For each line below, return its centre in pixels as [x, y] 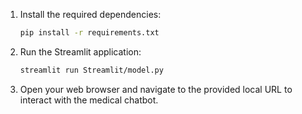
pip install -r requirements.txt [89, 33]
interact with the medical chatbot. [89, 100]
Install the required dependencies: [90, 14]
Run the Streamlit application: [80, 51]
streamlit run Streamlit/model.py [91, 70]
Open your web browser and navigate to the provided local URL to [156, 89]
